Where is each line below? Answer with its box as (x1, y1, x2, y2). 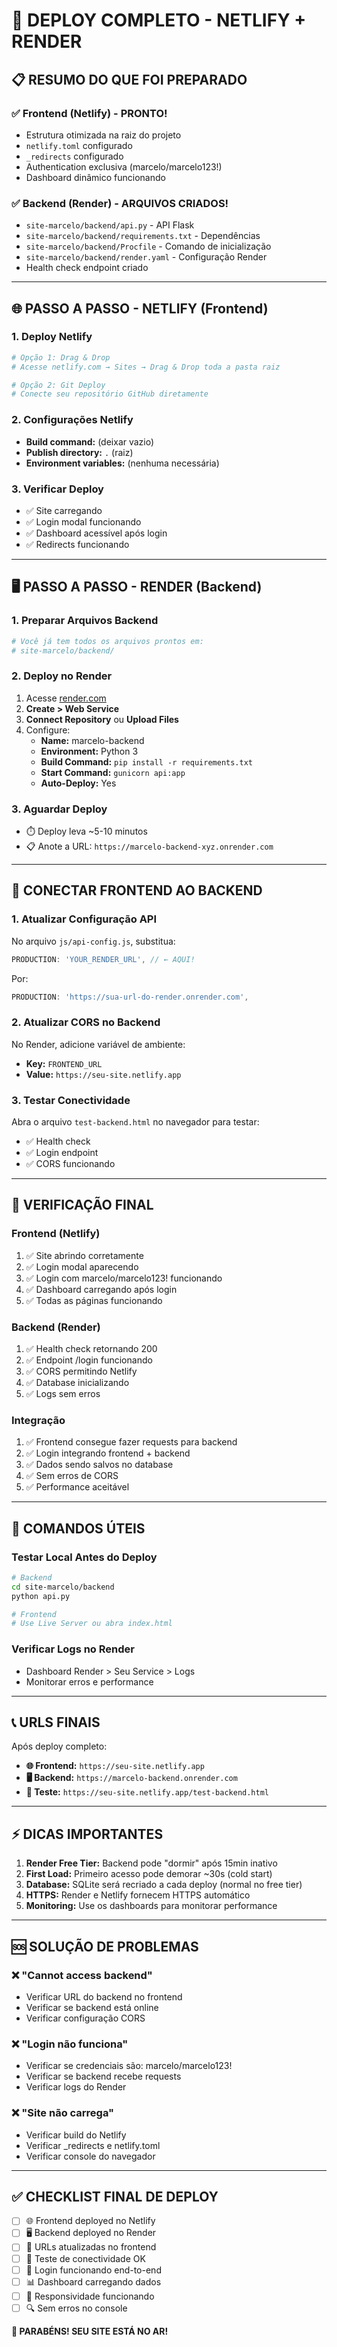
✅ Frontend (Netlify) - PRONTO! (11, 106, 168, 120)
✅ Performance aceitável (25, 1481, 130, 1493)
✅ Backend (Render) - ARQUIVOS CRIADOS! (11, 196, 229, 210)
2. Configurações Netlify (11, 413, 134, 427)
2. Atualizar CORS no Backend (11, 1015, 161, 1029)
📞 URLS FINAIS (11, 1714, 101, 1731)
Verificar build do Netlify (25, 2129, 127, 2141)
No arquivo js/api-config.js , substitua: (11, 935, 176, 947)
